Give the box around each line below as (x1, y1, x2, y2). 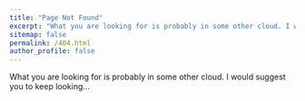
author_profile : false (9, 47, 95, 56)
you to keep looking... (9, 81, 91, 92)
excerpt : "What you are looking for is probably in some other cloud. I (9, 22, 290, 31)
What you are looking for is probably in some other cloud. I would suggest (9, 71, 286, 82)
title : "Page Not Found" (9, 13, 103, 23)
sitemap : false (9, 30, 67, 39)
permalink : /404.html (9, 38, 92, 48)
